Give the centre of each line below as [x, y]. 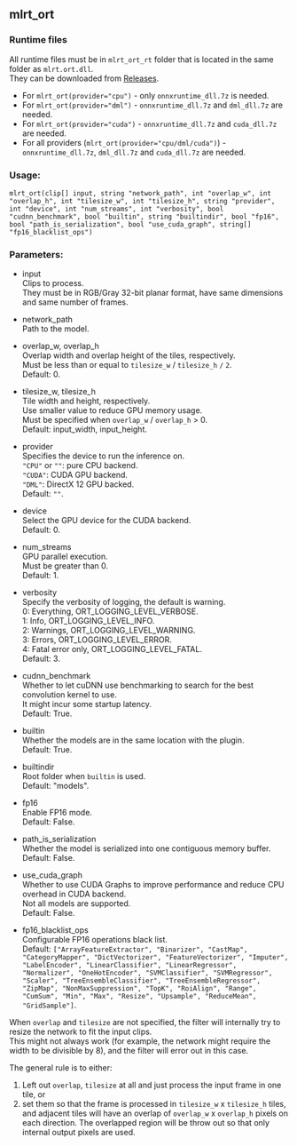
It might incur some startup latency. [87, 704]
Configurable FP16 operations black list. [95, 940]
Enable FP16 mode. [57, 813]
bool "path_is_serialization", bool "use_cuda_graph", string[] [130, 224]
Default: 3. [41, 659]
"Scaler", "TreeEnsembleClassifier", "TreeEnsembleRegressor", [141, 981]
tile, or [34, 1094]
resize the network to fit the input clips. [81, 1032]
